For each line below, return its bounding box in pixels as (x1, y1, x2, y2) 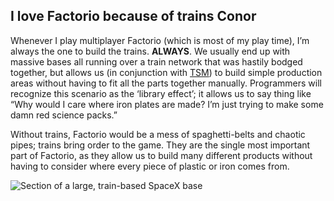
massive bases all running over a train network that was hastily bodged (10, 55, 303, 68)
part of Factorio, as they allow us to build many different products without (10, 149, 313, 161)
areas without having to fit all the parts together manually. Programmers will (10, 77, 322, 89)
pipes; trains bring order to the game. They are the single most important (10, 139, 311, 151)
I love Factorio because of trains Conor (10, 8, 257, 25)
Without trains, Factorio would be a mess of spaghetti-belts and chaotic (10, 128, 306, 140)
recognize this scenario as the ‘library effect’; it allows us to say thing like (10, 87, 312, 99)
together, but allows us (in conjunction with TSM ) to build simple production (10, 66, 323, 78)
